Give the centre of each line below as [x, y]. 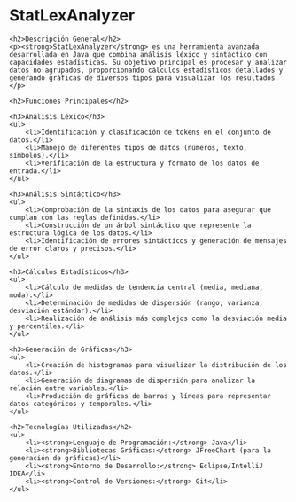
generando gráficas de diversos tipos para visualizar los [121, 78]
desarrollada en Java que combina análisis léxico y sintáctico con [138, 54]
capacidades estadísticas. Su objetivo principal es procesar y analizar [148, 62]
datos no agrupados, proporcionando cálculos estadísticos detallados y [146, 70]
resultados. [257, 78]
